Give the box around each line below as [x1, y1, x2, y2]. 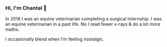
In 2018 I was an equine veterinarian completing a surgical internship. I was [5, 16, 162, 22]
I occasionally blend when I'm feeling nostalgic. [5, 36, 104, 42]
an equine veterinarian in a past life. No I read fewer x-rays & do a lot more [5, 21, 160, 27]
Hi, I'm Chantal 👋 [5, 4, 47, 11]
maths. [5, 26, 20, 32]
